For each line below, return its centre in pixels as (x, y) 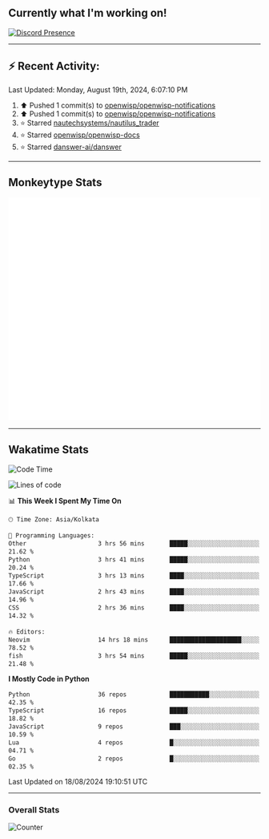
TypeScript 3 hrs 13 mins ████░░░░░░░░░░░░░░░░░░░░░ (134, 576)
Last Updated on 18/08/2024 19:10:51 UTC (78, 781)
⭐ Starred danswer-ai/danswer (70, 147)
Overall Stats (34, 809)
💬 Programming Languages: (51, 535)
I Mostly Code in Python (49, 679)
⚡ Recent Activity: (54, 66)
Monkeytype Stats (55, 182)
